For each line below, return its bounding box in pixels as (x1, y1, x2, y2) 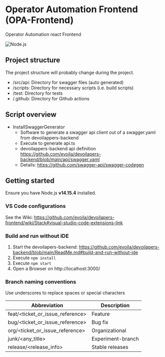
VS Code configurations (5, 203, 66, 210)
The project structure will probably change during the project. (5, 69, 135, 75)
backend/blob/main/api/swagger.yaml (20, 156, 100, 162)
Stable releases (91, 344, 128, 351)
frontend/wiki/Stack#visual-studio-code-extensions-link (5, 219, 123, 226)
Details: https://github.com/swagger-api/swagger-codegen (20, 161, 144, 168)
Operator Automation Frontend (5, 4, 138, 15)
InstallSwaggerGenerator (12, 124, 65, 130)
